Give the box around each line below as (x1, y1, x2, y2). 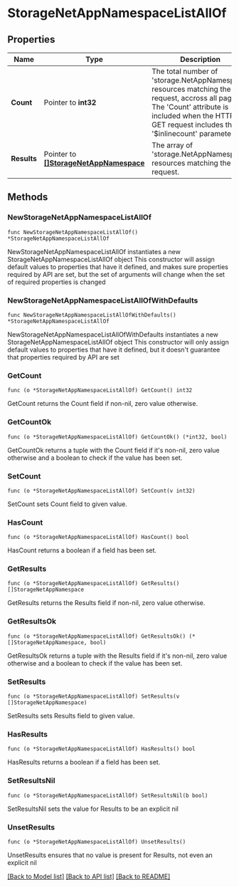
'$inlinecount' (152, 129, 198, 138)
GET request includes (152, 120, 224, 130)
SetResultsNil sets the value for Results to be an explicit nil (7, 804, 179, 813)
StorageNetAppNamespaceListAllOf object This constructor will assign (7, 255, 216, 263)
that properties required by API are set (7, 352, 119, 361)
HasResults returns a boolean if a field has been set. (7, 758, 161, 767)
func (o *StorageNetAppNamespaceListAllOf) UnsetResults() (7, 838, 186, 845)
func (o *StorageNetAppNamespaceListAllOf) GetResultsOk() (7, 632, 186, 640)
